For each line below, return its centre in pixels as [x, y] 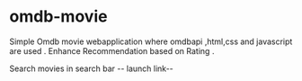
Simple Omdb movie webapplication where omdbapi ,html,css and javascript [151, 41]
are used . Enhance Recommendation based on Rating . [112, 50]
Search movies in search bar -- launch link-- [91, 68]
